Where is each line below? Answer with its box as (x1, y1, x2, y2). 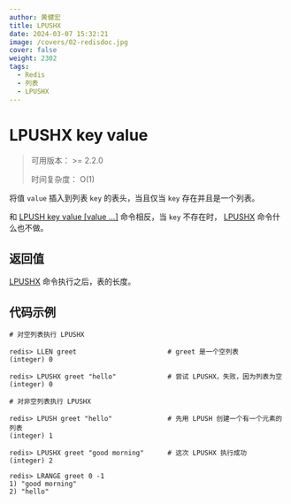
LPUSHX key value (9, 125, 149, 145)
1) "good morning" (9, 479, 77, 489)
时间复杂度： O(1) (30, 174, 96, 185)
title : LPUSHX (9, 21, 62, 30)
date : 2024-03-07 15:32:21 (9, 29, 109, 38)
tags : (9, 63, 29, 72)
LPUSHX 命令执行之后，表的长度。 (9, 276, 136, 287)
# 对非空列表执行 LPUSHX (9, 397, 91, 407)
